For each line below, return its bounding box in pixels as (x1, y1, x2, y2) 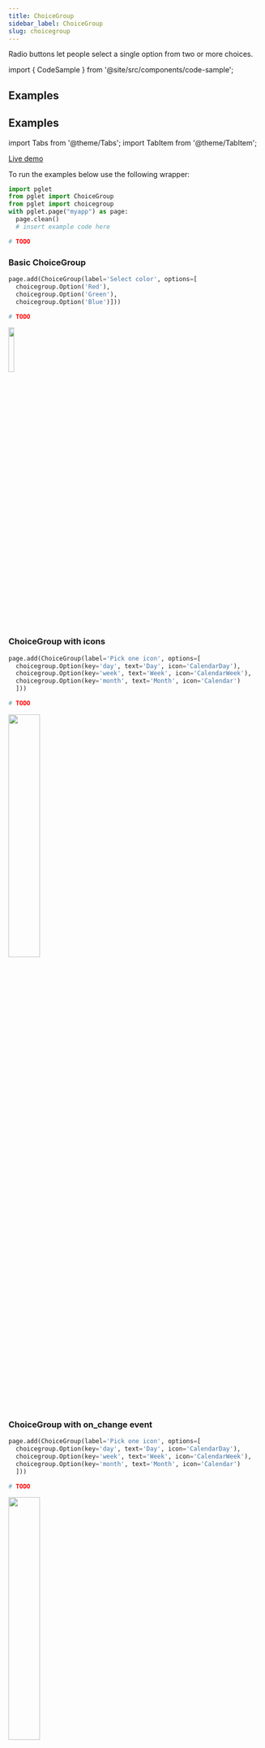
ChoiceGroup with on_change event (8, 1419, 152, 1430)
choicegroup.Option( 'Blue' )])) (15, 297, 122, 306)
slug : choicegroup (8, 27, 71, 35)
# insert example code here (15, 223, 111, 231)
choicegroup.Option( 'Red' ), (15, 282, 111, 291)
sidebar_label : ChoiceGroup (8, 20, 104, 28)
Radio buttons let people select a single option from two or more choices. (8, 50, 254, 59)
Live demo (8, 154, 44, 163)
